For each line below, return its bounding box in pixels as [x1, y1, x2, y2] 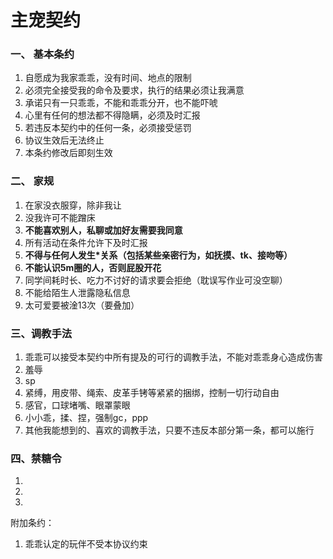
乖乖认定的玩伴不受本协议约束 [24, 538, 148, 550]
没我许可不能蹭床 [24, 211, 96, 223]
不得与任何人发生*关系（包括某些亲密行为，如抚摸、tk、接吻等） [24, 249, 293, 261]
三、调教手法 [10, 326, 73, 340]
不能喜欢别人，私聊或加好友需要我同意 [24, 224, 183, 236]
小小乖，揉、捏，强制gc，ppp [24, 412, 149, 424]
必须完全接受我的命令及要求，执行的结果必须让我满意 [24, 84, 245, 96]
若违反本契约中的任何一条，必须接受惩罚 [24, 122, 192, 134]
